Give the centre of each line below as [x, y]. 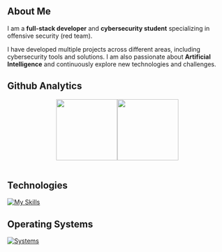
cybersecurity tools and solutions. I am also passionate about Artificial [109, 57]
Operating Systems [50, 224]
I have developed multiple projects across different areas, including [104, 49]
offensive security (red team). [50, 36]
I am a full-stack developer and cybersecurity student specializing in [109, 28]
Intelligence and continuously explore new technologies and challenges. [112, 64]
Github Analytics [45, 86]
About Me [29, 12]
